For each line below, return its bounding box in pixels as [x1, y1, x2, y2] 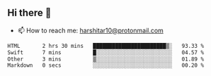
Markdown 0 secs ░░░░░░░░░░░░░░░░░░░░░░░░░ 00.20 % [7, 62, 204, 69]
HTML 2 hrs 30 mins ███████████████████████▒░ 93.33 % [7, 42, 204, 49]
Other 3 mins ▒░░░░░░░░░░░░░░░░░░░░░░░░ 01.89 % [7, 56, 204, 63]
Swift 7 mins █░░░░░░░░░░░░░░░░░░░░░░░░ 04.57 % [7, 49, 204, 56]
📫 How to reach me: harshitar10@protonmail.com [17, 26, 164, 34]
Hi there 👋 [7, 7, 52, 19]
